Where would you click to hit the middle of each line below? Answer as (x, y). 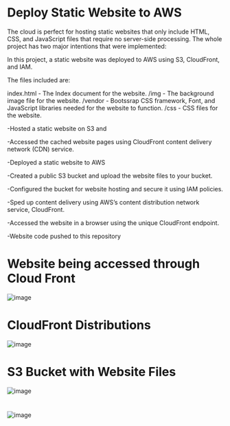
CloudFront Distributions (79, 326)
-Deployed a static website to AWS (56, 162)
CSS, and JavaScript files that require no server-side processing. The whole (115, 38)
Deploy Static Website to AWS (94, 13)
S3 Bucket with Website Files (92, 372)
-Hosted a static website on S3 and (57, 128)
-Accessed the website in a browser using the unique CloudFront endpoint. (113, 223)
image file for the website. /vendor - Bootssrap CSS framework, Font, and (111, 100)
